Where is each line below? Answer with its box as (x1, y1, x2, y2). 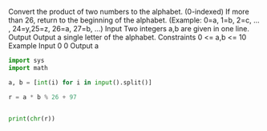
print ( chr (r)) (8, 114, 56, 123)
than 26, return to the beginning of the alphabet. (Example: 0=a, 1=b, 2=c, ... (8, 15, 260, 25)
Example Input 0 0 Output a (8, 41, 99, 51)
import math (8, 63, 48, 72)
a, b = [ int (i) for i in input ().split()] (8, 78, 152, 87)
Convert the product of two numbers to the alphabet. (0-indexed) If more (8, 7, 250, 16)
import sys (8, 56, 45, 64)
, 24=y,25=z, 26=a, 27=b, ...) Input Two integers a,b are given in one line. (8, 24, 250, 33)
